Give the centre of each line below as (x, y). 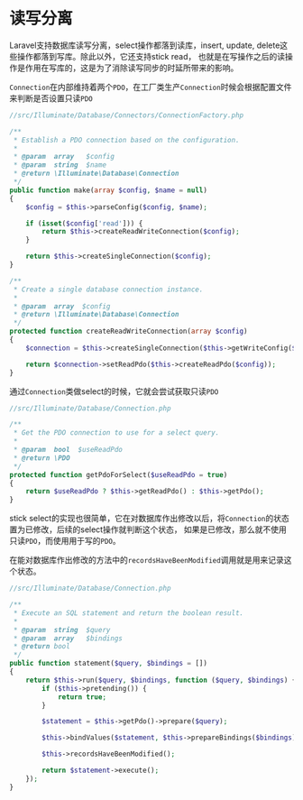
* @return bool (41, 647)
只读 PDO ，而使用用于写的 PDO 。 (65, 541)
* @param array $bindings (68, 638)
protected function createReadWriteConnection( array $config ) (129, 331)
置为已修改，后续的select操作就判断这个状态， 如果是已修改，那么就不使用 (148, 529)
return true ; (82, 697)
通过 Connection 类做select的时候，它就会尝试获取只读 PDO (114, 391)
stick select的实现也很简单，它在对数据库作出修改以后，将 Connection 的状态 (150, 519)
